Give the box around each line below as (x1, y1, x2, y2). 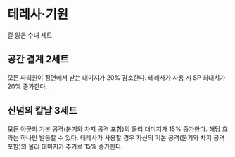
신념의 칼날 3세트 (7, 104, 77, 116)
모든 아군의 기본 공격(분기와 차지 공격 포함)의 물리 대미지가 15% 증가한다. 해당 (7, 124, 221, 133)
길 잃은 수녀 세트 (7, 31, 53, 39)
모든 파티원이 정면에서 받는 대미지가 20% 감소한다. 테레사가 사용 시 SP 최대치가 (7, 73, 226, 81)
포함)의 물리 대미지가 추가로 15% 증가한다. (7, 142, 123, 151)
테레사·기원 (7, 6, 69, 22)
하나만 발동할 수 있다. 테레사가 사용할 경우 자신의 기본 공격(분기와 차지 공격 (20, 133, 225, 142)
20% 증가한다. (7, 82, 48, 90)
